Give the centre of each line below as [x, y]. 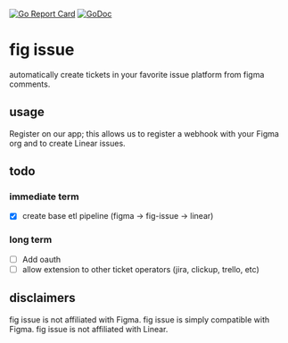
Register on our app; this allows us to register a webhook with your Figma [144, 133]
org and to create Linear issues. [68, 143]
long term [31, 239]
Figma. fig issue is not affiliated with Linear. [89, 329]
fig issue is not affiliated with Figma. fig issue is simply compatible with [140, 319]
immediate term [45, 197]
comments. [30, 84]
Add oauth [41, 259]
